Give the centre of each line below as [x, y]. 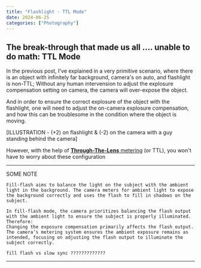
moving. [16, 121]
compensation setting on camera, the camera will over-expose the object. [97, 90]
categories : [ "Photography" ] [42, 23]
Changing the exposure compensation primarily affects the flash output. [100, 227]
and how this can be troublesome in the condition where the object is [92, 115]
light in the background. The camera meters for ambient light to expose [100, 190]
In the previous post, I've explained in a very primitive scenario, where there [100, 71]
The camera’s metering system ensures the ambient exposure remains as [97, 232]
